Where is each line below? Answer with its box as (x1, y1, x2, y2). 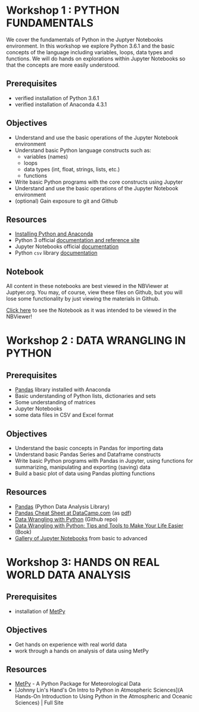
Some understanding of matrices (14, 399, 96, 406)
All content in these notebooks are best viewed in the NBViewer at (6, 283, 169, 290)
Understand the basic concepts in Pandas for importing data (14, 445, 164, 451)
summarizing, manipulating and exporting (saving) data (14, 463, 151, 470)
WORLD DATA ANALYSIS (6, 568, 131, 581)
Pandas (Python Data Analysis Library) (14, 503, 110, 510)
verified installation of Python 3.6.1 (14, 94, 99, 101)
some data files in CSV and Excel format (14, 411, 114, 419)
